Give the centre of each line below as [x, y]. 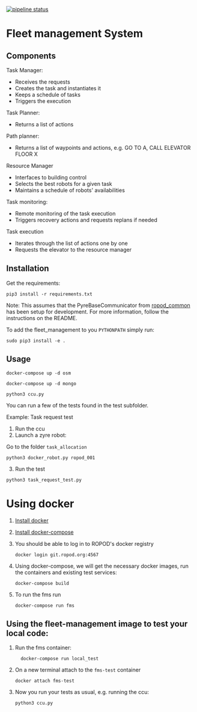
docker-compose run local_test [60, 659]
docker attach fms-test [45, 681]
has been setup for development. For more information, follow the [88, 311]
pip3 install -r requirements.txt [50, 294]
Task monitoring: [27, 202]
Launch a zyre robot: [41, 435]
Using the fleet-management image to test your [97, 624]
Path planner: [23, 136]
